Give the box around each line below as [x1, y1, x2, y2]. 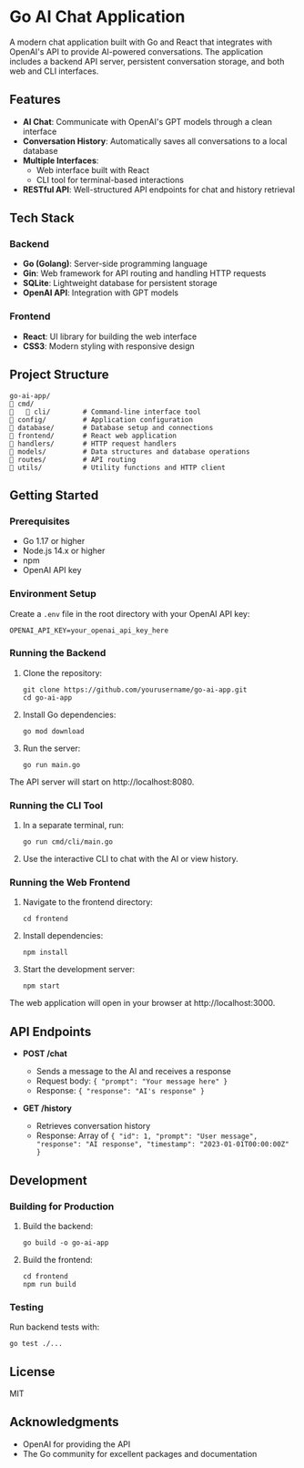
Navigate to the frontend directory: [22, 897, 153, 908]
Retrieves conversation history [35, 1121, 151, 1132]
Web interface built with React [35, 164, 150, 175]
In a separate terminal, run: [22, 820, 125, 831]
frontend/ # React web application [9, 431, 177, 440]
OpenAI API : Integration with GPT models [22, 287, 179, 298]
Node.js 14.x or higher [22, 545, 106, 557]
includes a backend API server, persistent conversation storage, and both [9, 56, 285, 67]
